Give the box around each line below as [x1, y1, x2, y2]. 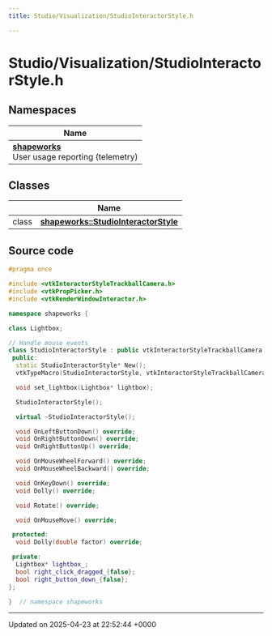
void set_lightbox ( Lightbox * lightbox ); [15, 383, 154, 391]
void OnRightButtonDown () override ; [15, 435, 139, 443]
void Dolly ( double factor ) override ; [15, 538, 143, 547]
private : [11, 553, 42, 561]
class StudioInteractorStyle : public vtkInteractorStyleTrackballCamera [8, 346, 263, 355]
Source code [8, 244, 74, 258]
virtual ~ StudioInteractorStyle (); [15, 412, 136, 421]
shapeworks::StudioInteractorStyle [40, 216, 178, 228]
